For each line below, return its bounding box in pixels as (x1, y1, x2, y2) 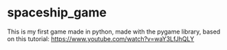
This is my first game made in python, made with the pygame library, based (7, 27, 221, 36)
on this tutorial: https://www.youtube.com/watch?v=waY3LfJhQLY (7, 34, 195, 42)
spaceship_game (7, 5, 107, 21)
